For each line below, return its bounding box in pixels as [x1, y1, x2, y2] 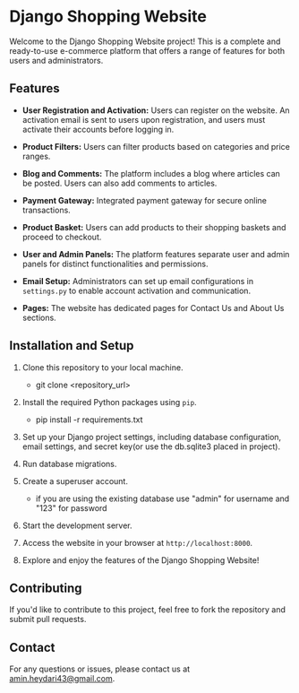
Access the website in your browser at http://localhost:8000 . [21, 537, 253, 548]
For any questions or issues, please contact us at [9, 663, 191, 674]
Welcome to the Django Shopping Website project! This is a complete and [9, 36, 281, 47]
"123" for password [35, 502, 107, 513]
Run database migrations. [21, 458, 117, 469]
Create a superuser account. [21, 475, 128, 486]
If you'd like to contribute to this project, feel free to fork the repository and [9, 604, 286, 615]
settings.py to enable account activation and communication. [21, 285, 252, 296]
